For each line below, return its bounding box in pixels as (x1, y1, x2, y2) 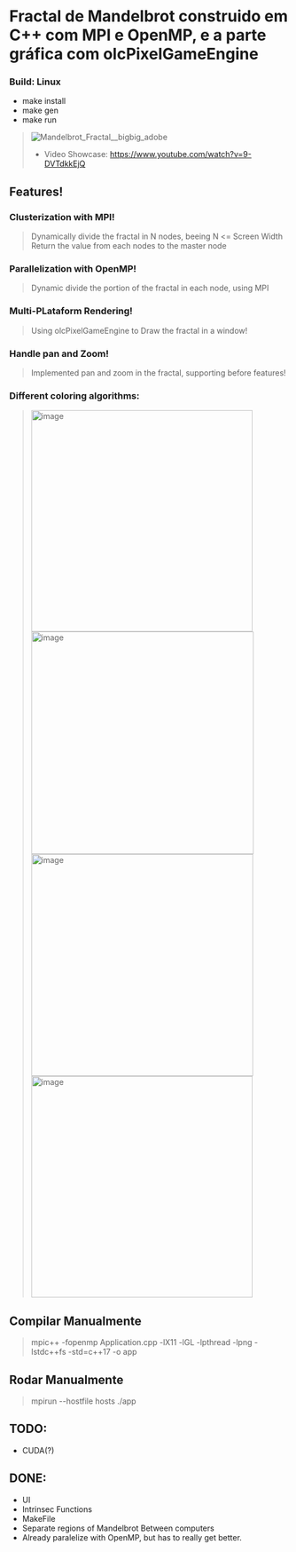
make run (21, 115, 58, 125)
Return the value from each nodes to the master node (30, 241, 228, 251)
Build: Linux (9, 75, 62, 88)
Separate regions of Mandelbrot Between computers (21, 1523, 214, 1533)
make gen (21, 105, 59, 116)
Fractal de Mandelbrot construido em (9, 6, 288, 27)
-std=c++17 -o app (67, 1347, 137, 1358)
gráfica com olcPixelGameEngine (9, 44, 259, 64)
